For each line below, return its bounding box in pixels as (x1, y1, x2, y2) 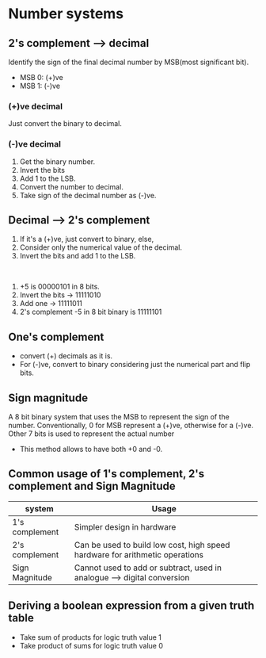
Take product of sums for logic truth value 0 (19, 641, 164, 650)
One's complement (8, 330, 104, 343)
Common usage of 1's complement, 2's (8, 467, 204, 480)
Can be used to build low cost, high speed (74, 539, 230, 550)
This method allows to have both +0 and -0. (19, 445, 163, 454)
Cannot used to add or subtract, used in (74, 562, 222, 573)
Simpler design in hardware (74, 521, 177, 532)
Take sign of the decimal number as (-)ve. (19, 190, 157, 200)
